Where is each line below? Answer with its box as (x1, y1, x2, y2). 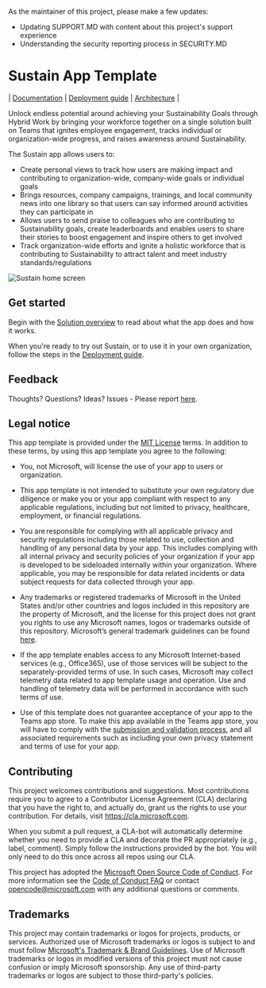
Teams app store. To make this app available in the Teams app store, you (19, 716, 259, 726)
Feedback (8, 373, 59, 387)
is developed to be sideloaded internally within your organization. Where (19, 560, 257, 570)
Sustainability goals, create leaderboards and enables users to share (19, 224, 245, 233)
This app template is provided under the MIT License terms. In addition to (8, 438, 249, 448)
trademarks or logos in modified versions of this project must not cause (8, 954, 242, 963)
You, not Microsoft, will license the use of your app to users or (19, 461, 224, 472)
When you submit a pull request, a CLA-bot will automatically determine (8, 827, 243, 836)
